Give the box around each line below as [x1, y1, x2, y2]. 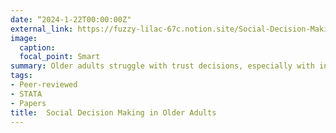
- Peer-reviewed [10, 80, 78, 90]
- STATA [10, 89, 43, 99]
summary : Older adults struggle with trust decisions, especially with [10, 61, 315, 71]
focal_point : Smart [19, 52, 101, 62]
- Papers [10, 98, 47, 108]
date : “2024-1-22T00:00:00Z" [10, 14, 132, 25]
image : [10, 33, 38, 43]
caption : [19, 42, 56, 53]
